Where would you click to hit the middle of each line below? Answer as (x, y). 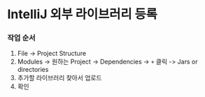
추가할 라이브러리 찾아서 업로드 (59, 78)
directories (33, 70)
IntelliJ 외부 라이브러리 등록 (82, 14)
